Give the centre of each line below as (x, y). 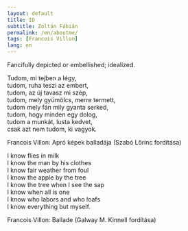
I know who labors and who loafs (54, 199)
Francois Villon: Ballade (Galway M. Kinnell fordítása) (82, 220)
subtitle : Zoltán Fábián (43, 26)
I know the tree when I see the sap (56, 185)
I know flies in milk (33, 156)
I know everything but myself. (49, 207)
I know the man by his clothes (49, 163)
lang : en (20, 45)
